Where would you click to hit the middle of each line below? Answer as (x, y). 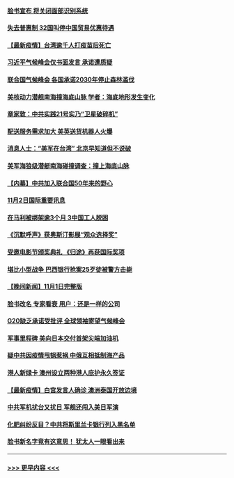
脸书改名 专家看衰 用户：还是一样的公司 (64, 304)
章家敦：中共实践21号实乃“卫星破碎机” (63, 114)
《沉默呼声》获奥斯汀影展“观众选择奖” (63, 235)
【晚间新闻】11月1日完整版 (45, 286)
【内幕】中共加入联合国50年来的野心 (60, 183)
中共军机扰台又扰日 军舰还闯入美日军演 (63, 407)
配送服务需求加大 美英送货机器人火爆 (60, 131)
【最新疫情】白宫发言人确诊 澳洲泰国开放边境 (72, 390)
